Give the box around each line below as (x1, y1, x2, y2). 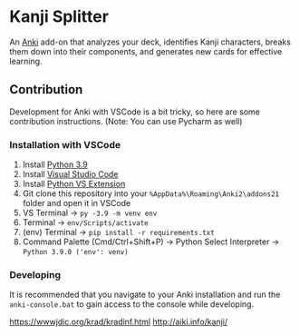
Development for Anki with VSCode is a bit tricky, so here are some (9, 106, 261, 117)
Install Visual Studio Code (22, 169, 119, 180)
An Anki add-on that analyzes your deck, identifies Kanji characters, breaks (9, 36, 292, 47)
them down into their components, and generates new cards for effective (9, 45, 283, 56)
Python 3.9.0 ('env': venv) (22, 248, 129, 257)
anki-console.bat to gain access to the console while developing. (9, 299, 255, 310)
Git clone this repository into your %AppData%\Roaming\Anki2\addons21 (22, 188, 279, 199)
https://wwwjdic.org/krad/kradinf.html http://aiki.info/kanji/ (9, 316, 228, 328)
